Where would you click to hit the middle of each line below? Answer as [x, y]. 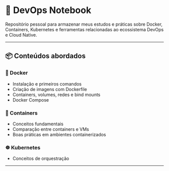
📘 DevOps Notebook [48, 10]
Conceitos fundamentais [38, 124]
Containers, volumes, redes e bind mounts [56, 95]
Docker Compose [31, 100]
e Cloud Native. [21, 35]
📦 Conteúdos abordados [46, 56]
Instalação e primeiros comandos [47, 84]
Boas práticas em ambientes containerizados [59, 134]
